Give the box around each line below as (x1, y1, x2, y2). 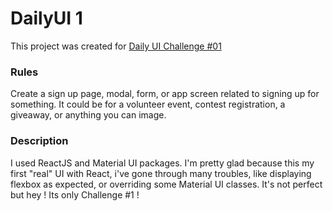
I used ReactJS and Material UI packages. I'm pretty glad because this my (10, 157, 315, 169)
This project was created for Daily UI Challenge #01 (10, 40, 222, 52)
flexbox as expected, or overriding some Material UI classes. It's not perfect (10, 178, 323, 190)
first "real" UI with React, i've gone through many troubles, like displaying (10, 167, 312, 179)
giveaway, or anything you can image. (10, 109, 167, 121)
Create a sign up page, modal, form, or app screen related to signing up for (10, 88, 320, 100)
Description (10, 134, 69, 148)
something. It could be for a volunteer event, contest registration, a (10, 98, 286, 111)
